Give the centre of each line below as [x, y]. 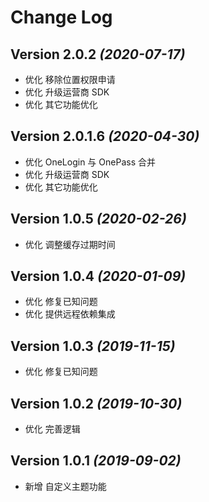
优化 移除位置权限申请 [70, 79]
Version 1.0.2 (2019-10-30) [96, 403]
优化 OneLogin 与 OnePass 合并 [90, 162]
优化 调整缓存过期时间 [70, 244]
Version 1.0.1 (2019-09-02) [96, 461]
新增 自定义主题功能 [65, 486]
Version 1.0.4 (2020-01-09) [98, 276]
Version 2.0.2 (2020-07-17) [98, 54]
